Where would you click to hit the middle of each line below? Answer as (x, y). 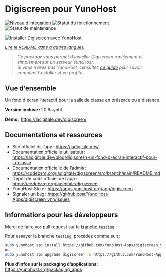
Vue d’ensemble (31, 88)
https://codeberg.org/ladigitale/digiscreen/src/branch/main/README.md (86, 173)
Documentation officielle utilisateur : (49, 152)
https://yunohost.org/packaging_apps (43, 269)
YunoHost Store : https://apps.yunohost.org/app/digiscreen (73, 188)
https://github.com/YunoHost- (78, 194)
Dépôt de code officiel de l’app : (45, 178)
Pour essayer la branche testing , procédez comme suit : (62, 236)
